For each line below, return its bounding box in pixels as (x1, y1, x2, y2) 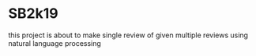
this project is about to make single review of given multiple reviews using (8, 30, 249, 40)
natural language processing (8, 38, 101, 47)
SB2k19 (8, 5, 58, 23)
